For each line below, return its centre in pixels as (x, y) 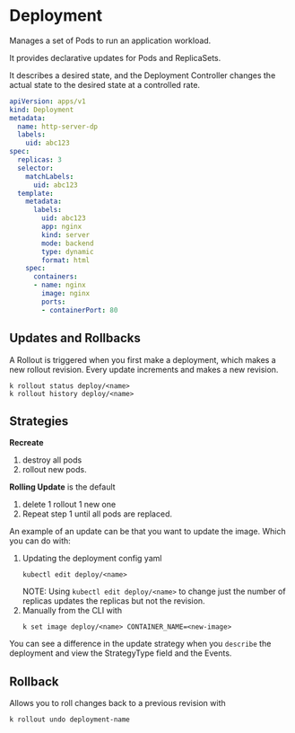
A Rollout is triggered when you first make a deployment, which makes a (143, 359)
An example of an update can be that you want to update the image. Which (147, 532)
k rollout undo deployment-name (69, 720)
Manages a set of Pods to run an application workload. (110, 40)
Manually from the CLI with (72, 611)
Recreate (26, 443)
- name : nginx (60, 285)
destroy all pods (52, 460)
